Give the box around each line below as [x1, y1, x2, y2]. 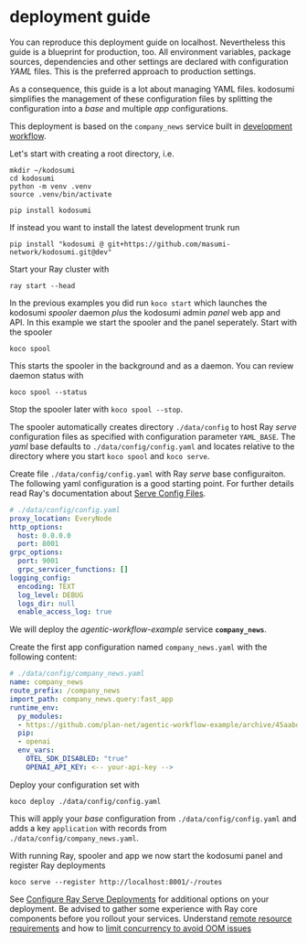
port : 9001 [17, 556, 59, 566]
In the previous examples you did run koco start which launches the [9, 297, 268, 308]
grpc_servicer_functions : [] [17, 565, 129, 574]
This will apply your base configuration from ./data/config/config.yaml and [9, 812, 297, 824]
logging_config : [9, 573, 71, 583]
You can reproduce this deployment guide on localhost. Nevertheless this [9, 37, 286, 48]
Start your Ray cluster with [9, 263, 110, 274]
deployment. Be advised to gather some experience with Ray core [9, 903, 258, 914]
